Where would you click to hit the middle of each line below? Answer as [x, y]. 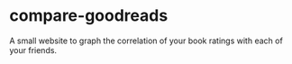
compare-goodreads [89, 16]
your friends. [33, 50]
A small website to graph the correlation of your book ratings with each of [146, 41]
